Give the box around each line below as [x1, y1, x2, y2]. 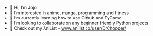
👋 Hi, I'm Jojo [9, 5, 37, 10]
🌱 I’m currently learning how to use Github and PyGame [9, 15, 122, 20]
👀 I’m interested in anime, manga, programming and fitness [9, 10, 129, 16]
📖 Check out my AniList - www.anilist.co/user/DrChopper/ [9, 25, 126, 31]
